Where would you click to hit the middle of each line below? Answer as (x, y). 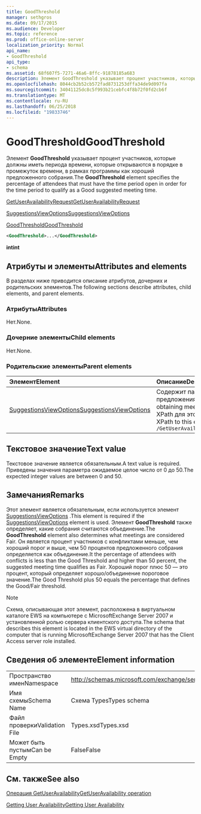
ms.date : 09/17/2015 (32, 23)
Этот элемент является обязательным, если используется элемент (93, 509)
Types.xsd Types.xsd (100, 725)
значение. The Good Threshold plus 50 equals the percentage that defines (98, 580)
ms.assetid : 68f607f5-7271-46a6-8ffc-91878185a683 (71, 73)
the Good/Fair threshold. (36, 586)
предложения (176, 399)
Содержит (171, 391)
